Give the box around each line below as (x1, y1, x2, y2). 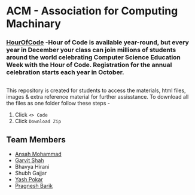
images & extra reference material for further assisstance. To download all (6, 93, 189, 100)
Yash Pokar (14, 176, 43, 183)
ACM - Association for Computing (6, 4, 178, 18)
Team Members (6, 135, 66, 145)
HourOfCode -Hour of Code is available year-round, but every (6, 38, 190, 47)
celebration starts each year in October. (6, 68, 124, 77)
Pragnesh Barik (14, 182, 53, 190)
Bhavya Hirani (14, 163, 50, 170)
